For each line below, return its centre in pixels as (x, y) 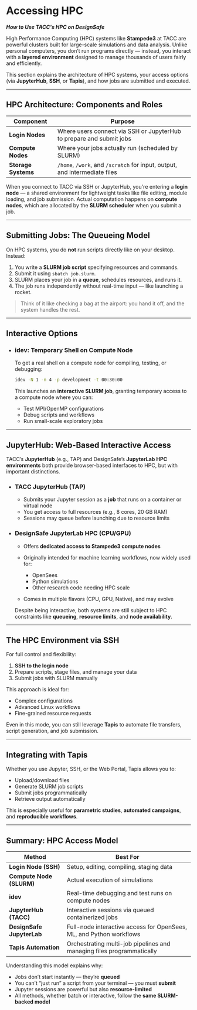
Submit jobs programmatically (51, 793)
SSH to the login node (41, 666)
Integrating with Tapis (47, 755)
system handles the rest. (50, 309)
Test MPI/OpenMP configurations (64, 409)
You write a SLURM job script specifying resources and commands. (96, 267)
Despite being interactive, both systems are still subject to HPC (91, 610)
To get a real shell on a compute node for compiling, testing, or (91, 363)
